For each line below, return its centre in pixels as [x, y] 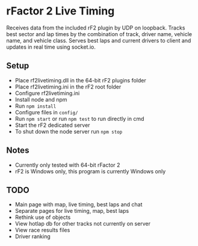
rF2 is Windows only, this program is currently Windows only [90, 171]
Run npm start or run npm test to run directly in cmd [79, 118]
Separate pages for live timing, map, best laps [72, 211]
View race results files [42, 230]
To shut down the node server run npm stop [69, 131]
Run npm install [36, 106]
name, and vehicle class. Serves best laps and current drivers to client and [99, 40]
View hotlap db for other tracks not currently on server [82, 224]
